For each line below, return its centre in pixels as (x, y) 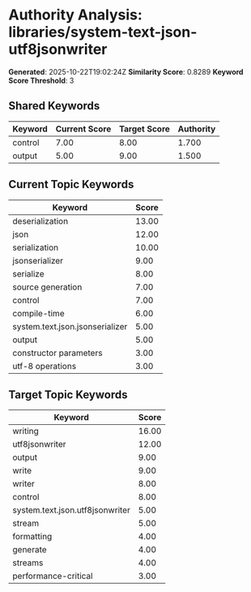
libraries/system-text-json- (103, 32)
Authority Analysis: (76, 15)
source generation (47, 287)
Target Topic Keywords (68, 395)
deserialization (40, 221)
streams (28, 563)
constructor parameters (57, 353)
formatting (32, 537)
